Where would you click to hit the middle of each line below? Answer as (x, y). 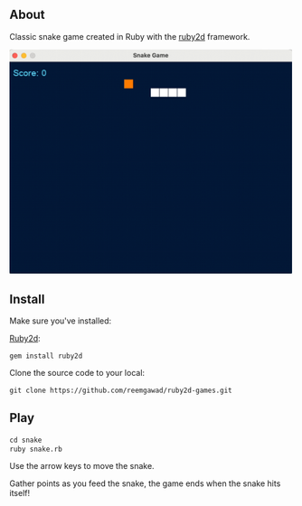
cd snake (26, 440)
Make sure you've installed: (61, 321)
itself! (19, 492)
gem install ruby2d (46, 356)
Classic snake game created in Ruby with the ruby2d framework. (130, 36)
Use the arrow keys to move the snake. (82, 465)
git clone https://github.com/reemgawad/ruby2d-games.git (121, 391)
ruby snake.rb (36, 449)
